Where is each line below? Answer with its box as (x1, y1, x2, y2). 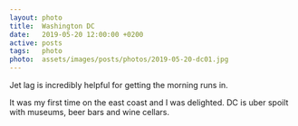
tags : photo (9, 47, 63, 56)
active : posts (9, 38, 63, 48)
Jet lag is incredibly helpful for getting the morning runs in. (9, 80, 228, 90)
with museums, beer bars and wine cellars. (9, 107, 170, 117)
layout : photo (9, 13, 63, 22)
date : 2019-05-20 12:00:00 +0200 (9, 30, 144, 39)
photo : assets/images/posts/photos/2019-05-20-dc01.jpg (9, 55, 229, 64)
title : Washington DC (9, 22, 95, 31)
